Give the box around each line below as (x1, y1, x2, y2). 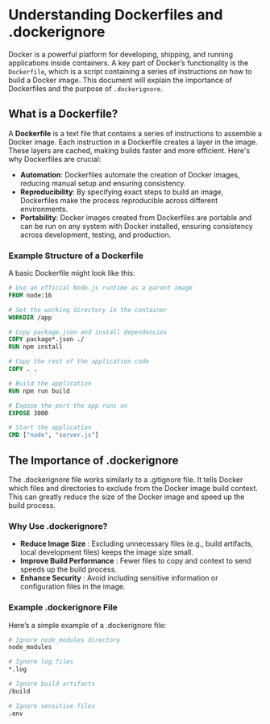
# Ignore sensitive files (8, 701, 95, 710)
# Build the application (8, 379, 92, 388)
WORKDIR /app (8, 313, 52, 322)
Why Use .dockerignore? (8, 520, 108, 531)
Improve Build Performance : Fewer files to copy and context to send (19, 556, 251, 566)
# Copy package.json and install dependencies (8, 328, 168, 336)
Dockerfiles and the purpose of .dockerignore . (8, 83, 164, 94)
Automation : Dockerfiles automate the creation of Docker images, (19, 169, 240, 179)
